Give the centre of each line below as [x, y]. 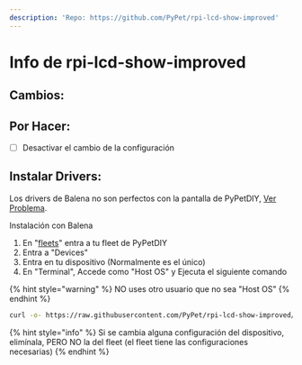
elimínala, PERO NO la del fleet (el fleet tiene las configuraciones [129, 342]
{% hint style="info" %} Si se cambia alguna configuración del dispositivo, [147, 332]
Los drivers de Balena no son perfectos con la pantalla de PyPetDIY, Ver [143, 198]
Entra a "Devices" [55, 252]
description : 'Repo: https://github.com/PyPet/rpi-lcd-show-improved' [144, 18]
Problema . [28, 207]
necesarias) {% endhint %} [59, 351]
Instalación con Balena [51, 225]
